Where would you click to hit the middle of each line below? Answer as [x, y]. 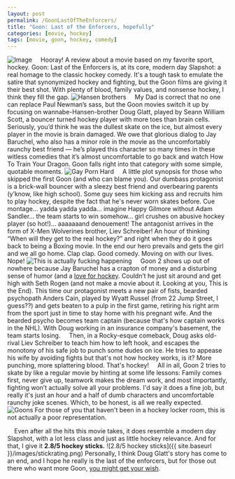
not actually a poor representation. [57, 417]
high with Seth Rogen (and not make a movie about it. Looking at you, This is [117, 283]
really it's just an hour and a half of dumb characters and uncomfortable [111, 395]
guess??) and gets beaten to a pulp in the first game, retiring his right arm [113, 306]
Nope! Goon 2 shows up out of [108, 261]
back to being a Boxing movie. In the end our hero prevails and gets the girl [115, 246]
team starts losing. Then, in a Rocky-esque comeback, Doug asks [106, 336]
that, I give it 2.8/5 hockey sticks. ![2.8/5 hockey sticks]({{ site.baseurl [109, 446]
